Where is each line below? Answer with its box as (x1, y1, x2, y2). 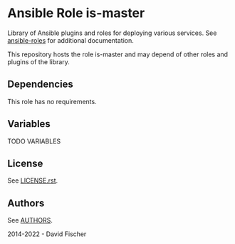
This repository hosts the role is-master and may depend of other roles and (7, 50, 229, 59)
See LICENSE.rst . (7, 176, 58, 185)
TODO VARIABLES (7, 137, 61, 146)
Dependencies (7, 78, 73, 91)
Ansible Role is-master (7, 5, 145, 21)
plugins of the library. (7, 57, 70, 66)
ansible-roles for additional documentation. (7, 36, 134, 44)
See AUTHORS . (7, 216, 53, 225)
